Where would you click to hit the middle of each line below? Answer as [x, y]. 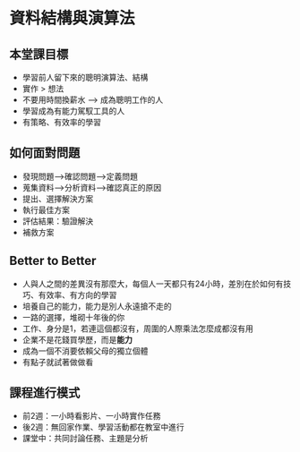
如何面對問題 [45, 153]
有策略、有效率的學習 [61, 122]
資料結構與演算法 [73, 18]
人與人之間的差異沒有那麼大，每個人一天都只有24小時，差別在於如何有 [153, 284]
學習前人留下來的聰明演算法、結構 [85, 77]
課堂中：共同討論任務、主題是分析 [85, 439]
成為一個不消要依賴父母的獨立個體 [85, 351]
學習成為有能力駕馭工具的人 [73, 111]
